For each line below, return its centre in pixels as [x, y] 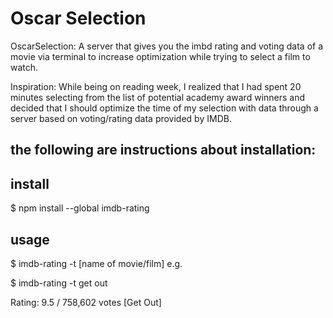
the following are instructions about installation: [163, 150]
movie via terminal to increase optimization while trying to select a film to [160, 56]
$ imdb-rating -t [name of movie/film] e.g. [96, 263]
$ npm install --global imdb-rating [80, 208]
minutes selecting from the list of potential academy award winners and [158, 97]
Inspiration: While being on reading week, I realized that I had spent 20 [156, 86]
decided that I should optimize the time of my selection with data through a [164, 108]
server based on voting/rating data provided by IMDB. [121, 118]
